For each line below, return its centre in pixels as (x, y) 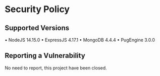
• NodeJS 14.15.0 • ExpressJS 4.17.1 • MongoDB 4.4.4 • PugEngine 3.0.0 (80, 40)
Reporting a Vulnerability (45, 56)
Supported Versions (37, 28)
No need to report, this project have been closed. (56, 68)
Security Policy (37, 9)
